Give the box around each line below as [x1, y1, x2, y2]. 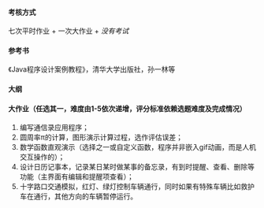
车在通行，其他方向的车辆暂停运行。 [19, 191, 138, 201]
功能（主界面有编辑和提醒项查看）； [19, 172, 134, 181]
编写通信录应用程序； [19, 123, 89, 132]
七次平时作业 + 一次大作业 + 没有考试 [8, 26, 129, 35]
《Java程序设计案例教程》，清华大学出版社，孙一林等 [8, 65, 176, 74]
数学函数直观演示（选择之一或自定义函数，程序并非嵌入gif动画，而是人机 [19, 143, 256, 152]
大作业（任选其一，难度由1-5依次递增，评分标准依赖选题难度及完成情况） [8, 103, 247, 113]
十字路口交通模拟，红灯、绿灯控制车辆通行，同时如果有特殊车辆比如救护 [19, 182, 255, 191]
